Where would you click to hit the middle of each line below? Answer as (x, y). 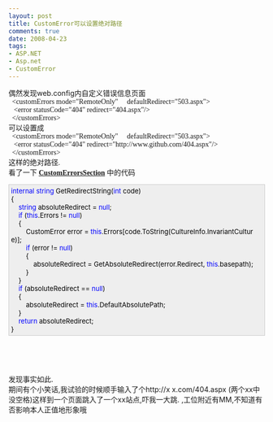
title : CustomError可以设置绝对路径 (65, 24)
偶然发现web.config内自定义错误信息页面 (77, 93)
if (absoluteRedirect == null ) (62, 288)
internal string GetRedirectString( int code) (76, 191)
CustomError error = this (64, 231)
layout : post (30, 16)
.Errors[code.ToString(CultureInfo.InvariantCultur (177, 231)
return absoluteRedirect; (56, 321)
